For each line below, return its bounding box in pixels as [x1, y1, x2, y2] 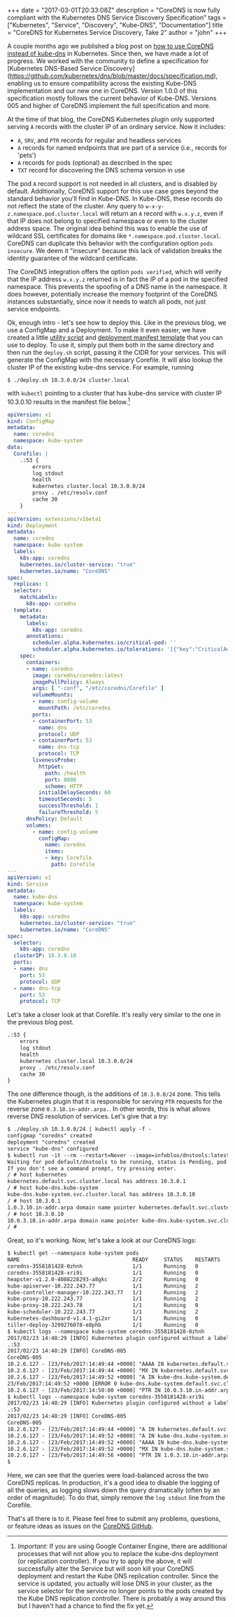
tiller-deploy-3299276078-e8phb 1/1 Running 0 [7, 1321, 199, 1328]
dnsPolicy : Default [25, 815, 83, 823]
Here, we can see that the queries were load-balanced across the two [7, 1471, 208, 1480]
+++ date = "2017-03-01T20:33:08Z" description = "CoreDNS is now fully [7, 6, 220, 14]
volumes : [25, 822, 52, 829]
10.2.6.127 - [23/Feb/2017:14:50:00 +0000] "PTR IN [7, 1386, 161, 1394]
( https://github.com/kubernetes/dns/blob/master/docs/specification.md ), [7, 72, 218, 80]
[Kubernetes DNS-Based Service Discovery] [7, 65, 135, 72]
